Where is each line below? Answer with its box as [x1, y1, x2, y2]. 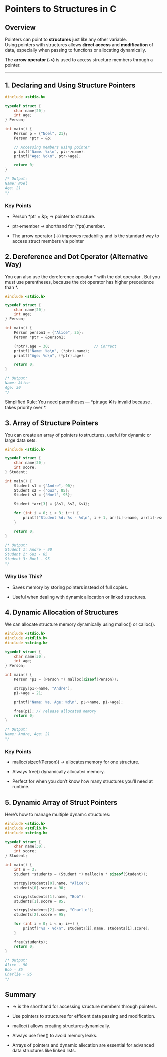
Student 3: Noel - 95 [5, 557, 50, 562]
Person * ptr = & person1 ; [14, 335, 66, 340]
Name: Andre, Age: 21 [5, 732, 50, 737]
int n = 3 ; [14, 867, 37, 872]
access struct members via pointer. [12, 238, 85, 244]
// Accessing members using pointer [14, 145, 90, 150]
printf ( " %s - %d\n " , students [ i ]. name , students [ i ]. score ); [23, 926, 150, 931]
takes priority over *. [5, 404, 47, 410]
